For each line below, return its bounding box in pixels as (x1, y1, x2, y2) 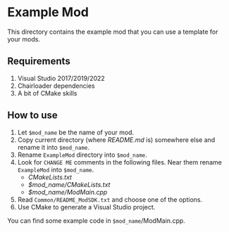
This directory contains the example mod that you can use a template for (7, 27, 218, 36)
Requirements (7, 56, 70, 67)
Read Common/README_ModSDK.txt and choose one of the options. (17, 195, 203, 204)
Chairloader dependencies (17, 82, 95, 90)
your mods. (7, 34, 41, 43)
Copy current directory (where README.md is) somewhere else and (17, 135, 216, 144)
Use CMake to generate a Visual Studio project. (17, 202, 156, 211)
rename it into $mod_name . (17, 143, 90, 151)
